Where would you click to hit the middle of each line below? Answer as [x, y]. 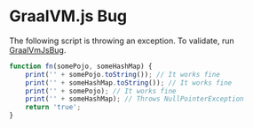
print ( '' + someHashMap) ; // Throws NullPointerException [134, 99]
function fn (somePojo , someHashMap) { [81, 66]
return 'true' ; [53, 108]
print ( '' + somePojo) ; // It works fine [101, 91]
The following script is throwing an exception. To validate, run [122, 41]
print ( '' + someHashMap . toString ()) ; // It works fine [129, 83]
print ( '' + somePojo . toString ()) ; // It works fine [123, 74]
